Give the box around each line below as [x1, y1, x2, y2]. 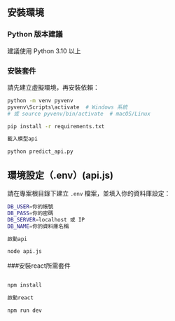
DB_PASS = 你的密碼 [7, 210, 54, 217]
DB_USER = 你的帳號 [7, 203, 54, 210]
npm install [7, 282, 42, 289]
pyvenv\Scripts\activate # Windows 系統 [7, 104, 128, 111]
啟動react [7, 294, 34, 301]
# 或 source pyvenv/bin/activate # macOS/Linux [7, 110, 150, 117]
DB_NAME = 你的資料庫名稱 [7, 223, 69, 230]
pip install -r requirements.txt [7, 123, 105, 130]
